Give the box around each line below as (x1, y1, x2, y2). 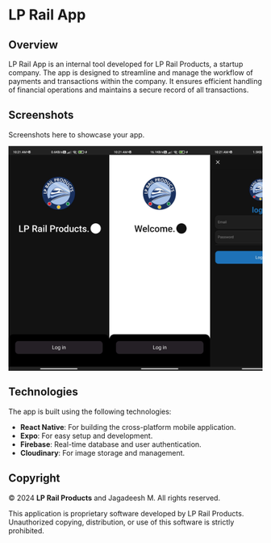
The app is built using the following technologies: (8, 406, 172, 416)
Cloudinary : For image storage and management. (19, 448, 186, 457)
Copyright (8, 471, 60, 486)
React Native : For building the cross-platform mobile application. (19, 422, 236, 431)
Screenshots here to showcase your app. (8, 129, 145, 139)
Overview (8, 38, 59, 52)
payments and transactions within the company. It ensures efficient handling (8, 77, 262, 86)
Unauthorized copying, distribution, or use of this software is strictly (8, 517, 235, 527)
